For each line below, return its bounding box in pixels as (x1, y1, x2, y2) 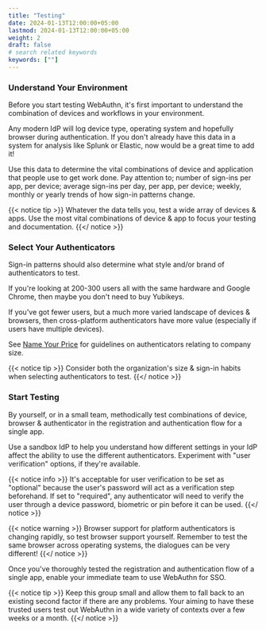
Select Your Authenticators (8, 242, 115, 253)
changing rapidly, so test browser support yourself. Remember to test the (8, 532, 248, 541)
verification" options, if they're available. (8, 459, 141, 468)
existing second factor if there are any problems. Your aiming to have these (8, 596, 254, 605)
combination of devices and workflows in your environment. (8, 109, 205, 118)
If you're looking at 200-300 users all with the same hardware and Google (8, 283, 251, 294)
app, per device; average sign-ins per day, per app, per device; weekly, (8, 182, 242, 191)
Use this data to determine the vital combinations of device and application (8, 164, 254, 175)
